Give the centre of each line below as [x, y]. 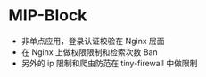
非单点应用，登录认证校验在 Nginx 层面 [93, 41]
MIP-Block [48, 15]
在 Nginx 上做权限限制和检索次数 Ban [89, 52]
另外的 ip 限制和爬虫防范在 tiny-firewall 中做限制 [109, 63]
